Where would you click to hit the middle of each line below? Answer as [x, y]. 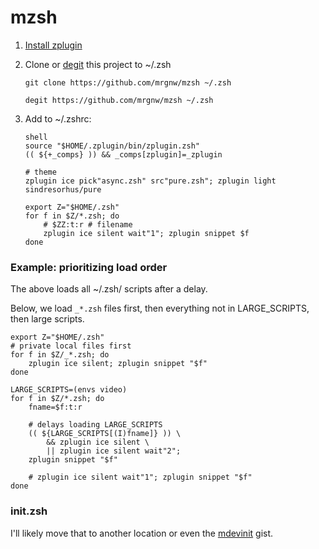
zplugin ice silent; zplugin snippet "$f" [118, 364]
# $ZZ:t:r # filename [88, 224]
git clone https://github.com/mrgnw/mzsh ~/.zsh [128, 82]
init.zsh [29, 511]
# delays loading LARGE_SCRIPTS [95, 425]
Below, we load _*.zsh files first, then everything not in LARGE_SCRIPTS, [160, 308]
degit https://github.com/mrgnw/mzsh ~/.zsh [119, 100]
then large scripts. [47, 319]
